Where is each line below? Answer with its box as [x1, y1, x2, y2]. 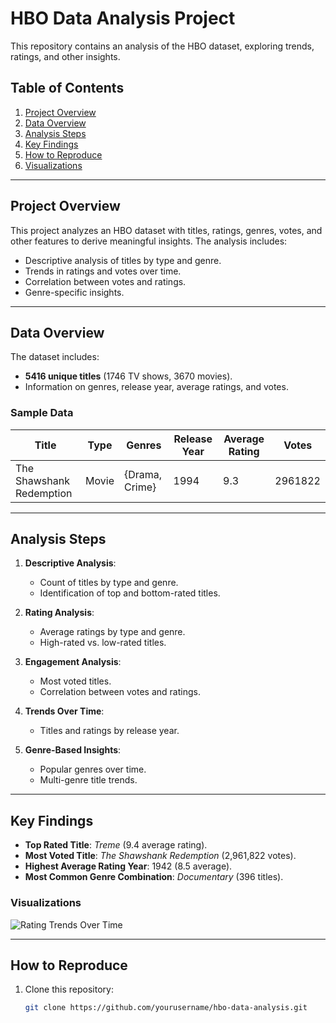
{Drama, [123, 467, 163, 481]
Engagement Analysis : [24, 656, 122, 668]
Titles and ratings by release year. [39, 725, 180, 737]
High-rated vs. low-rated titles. [39, 637, 167, 649]
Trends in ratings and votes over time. [24, 265, 182, 277]
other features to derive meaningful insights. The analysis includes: [10, 235, 288, 247]
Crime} [123, 480, 157, 494]
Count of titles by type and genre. [39, 577, 179, 589]
